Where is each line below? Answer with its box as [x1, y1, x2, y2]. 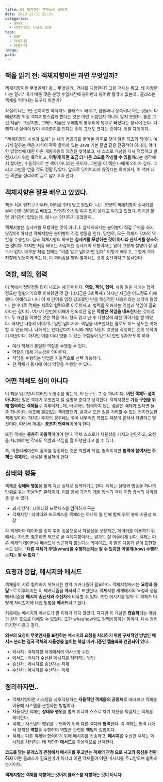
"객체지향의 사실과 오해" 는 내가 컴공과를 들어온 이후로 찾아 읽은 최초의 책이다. [5, 136, 153, 142]
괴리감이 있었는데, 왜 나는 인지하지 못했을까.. [10, 214, 95, 220]
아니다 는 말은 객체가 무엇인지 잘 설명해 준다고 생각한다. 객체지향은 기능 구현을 [5, 397, 151, 402]
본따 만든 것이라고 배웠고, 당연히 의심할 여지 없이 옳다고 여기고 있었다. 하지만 [5, 208, 150, 214]
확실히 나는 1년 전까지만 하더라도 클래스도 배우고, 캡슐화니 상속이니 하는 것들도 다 [5, 108, 158, 114]
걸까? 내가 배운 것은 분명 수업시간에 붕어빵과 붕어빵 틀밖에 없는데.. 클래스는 [14, 91, 156, 97]
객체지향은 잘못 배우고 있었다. [5, 188, 88, 197]
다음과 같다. [17, 622, 40, 628]
